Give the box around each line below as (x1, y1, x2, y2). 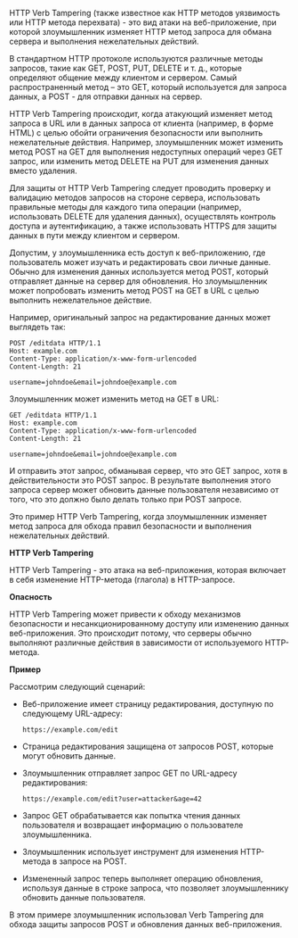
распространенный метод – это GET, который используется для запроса (9, 82, 287, 92)
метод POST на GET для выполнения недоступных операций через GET (9, 146, 283, 157)
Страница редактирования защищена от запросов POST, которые (21, 741, 274, 751)
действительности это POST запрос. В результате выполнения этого (9, 475, 271, 486)
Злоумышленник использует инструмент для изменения (21, 847, 238, 857)
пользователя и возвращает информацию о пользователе (21, 820, 244, 830)
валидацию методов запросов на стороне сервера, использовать (9, 192, 261, 203)
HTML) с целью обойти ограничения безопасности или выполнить (9, 128, 263, 137)
